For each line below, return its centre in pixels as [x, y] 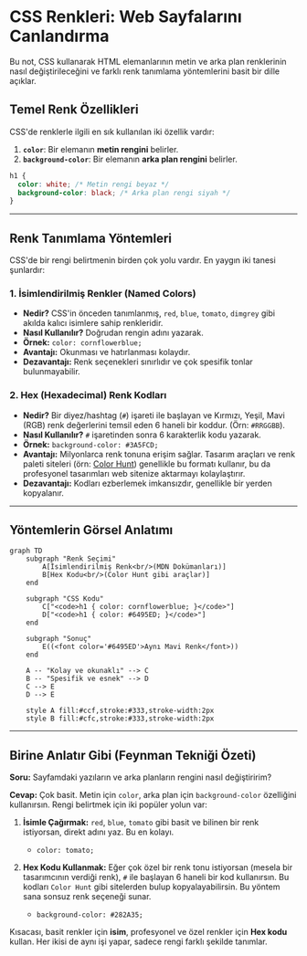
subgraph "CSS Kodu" [65, 599]
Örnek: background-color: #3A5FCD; [90, 444]
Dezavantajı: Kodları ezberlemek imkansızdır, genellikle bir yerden [147, 483]
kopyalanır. [43, 493]
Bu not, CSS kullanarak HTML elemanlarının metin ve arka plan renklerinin [148, 61]
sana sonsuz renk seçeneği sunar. [87, 897]
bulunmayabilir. [51, 372]
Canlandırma [59, 36]
